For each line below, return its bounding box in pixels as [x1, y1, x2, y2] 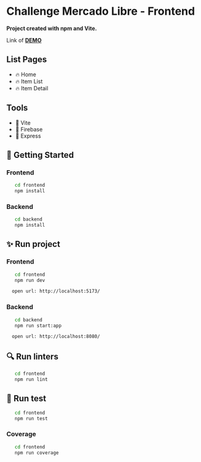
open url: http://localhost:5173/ [12, 288, 100, 294]
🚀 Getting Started [6, 149, 74, 160]
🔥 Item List [15, 77, 43, 85]
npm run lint [14, 376, 48, 382]
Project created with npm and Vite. [6, 25, 97, 32]
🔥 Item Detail [15, 84, 49, 92]
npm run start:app [14, 323, 62, 329]
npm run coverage [14, 450, 60, 456]
